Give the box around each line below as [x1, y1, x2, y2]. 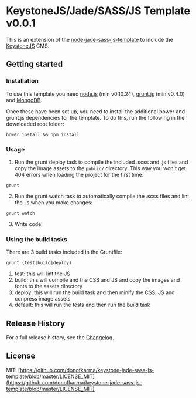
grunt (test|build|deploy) [6, 260, 72, 266]
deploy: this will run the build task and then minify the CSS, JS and [14, 289, 175, 296]
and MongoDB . [6, 96, 43, 103]
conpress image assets [14, 295, 71, 302]
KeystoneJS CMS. [6, 42, 50, 49]
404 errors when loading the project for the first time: [14, 171, 144, 178]
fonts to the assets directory [14, 283, 83, 290]
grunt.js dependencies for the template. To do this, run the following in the [6, 114, 185, 121]
